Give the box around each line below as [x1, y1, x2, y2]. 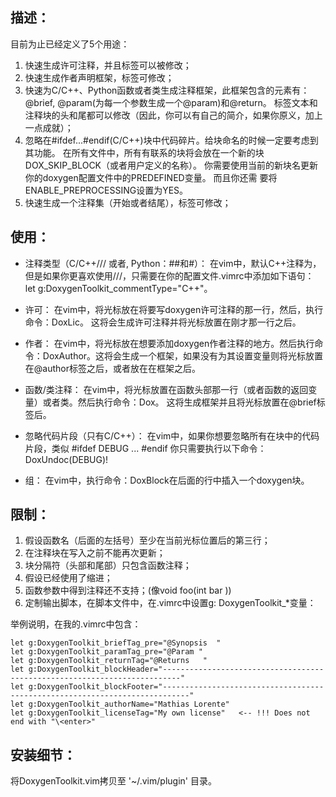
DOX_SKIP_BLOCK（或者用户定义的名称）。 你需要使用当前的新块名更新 [24, 159, 318, 171]
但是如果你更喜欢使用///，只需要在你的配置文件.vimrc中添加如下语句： [24, 269, 315, 282]
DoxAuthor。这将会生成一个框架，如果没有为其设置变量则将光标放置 [42, 349, 324, 362]
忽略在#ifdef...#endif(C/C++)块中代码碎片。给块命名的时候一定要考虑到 [24, 134, 319, 146]
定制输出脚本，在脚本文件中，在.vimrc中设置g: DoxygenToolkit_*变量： [24, 597, 317, 609]
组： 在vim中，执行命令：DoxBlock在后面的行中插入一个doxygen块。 [24, 474, 310, 486]
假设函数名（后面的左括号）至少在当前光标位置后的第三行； [24, 534, 271, 547]
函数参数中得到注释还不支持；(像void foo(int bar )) [24, 584, 232, 597]
